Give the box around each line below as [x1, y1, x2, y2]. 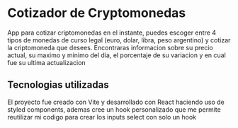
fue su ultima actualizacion [7, 58, 86, 66]
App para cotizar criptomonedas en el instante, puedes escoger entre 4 [7, 28, 217, 37]
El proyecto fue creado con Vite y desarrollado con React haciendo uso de [7, 98, 225, 106]
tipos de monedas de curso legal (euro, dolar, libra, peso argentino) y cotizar [7, 35, 231, 44]
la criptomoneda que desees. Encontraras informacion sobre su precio [7, 43, 214, 52]
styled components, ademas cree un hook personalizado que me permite [7, 105, 221, 114]
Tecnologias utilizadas [7, 79, 109, 91]
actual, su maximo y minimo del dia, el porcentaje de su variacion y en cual [7, 51, 227, 59]
